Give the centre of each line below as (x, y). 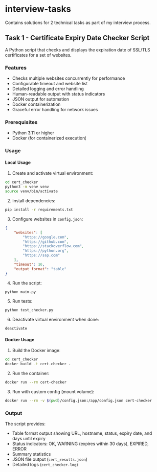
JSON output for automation (41, 99)
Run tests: (22, 301)
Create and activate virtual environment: (53, 173)
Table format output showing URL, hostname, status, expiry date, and (82, 433)
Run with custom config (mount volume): (53, 392)
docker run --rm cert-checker (36, 382)
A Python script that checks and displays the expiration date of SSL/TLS (78, 49)
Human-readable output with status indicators (58, 94)
